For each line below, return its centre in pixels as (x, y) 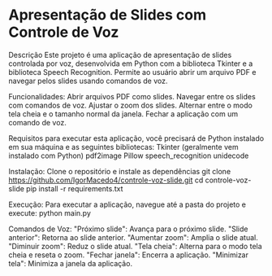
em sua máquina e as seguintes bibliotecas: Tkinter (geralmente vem (123, 147)
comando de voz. (37, 122)
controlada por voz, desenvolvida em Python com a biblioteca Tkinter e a (131, 64)
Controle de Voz (64, 32)
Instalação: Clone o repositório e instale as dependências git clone (120, 171)
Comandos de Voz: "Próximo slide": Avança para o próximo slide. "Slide (128, 229)
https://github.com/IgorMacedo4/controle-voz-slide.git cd (106, 180)
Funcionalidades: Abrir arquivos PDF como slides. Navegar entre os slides (132, 96)
